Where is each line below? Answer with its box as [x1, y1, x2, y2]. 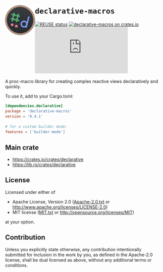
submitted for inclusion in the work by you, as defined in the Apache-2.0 [5, 252, 153, 258]
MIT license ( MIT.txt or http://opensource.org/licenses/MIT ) [12, 209, 135, 215]
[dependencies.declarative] [5, 103, 63, 109]
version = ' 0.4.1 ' [5, 114, 43, 119]
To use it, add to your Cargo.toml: [5, 93, 73, 99]
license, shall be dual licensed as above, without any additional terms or [5, 257, 152, 263]
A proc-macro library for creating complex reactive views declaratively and [5, 78, 159, 84]
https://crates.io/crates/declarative [12, 157, 84, 162]
